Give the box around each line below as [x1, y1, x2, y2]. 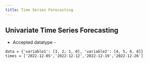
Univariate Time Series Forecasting [5, 26, 119, 35]
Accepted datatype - [12, 39, 57, 45]
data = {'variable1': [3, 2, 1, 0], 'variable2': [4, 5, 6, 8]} [5, 49, 143, 54]
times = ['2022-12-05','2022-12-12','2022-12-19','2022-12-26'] [5, 53, 143, 58]
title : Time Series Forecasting [5, 7, 73, 13]
